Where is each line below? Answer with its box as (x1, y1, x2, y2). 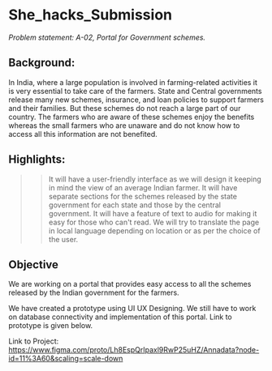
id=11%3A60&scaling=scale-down (8, 354, 123, 364)
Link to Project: (8, 336, 59, 346)
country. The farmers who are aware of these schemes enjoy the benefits (8, 112, 255, 122)
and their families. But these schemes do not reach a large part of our (8, 103, 241, 113)
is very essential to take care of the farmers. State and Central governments (8, 86, 262, 96)
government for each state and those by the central (48, 200, 222, 210)
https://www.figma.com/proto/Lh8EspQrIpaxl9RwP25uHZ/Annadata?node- (8, 345, 260, 355)
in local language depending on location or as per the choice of (48, 225, 261, 236)
